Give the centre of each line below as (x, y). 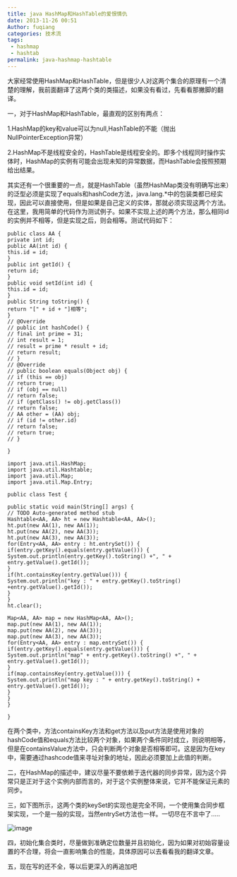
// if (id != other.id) (42, 420)
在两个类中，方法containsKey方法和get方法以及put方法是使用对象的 (106, 731)
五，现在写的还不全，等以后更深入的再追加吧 (72, 866)
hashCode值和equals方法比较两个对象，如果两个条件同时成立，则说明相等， (118, 739)
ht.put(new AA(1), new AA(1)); (53, 525)
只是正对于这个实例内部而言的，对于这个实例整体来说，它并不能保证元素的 (121, 781)
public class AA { (34, 234)
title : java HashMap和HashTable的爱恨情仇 (67, 14)
